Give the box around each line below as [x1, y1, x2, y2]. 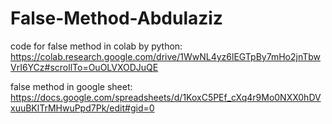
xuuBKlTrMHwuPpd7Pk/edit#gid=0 [10, 102, 155, 114]
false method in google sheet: [10, 80, 133, 92]
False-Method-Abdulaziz [10, 7, 223, 30]
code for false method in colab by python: [10, 40, 183, 52]
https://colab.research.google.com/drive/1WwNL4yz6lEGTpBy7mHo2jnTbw [10, 50, 322, 62]
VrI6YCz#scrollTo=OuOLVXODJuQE [10, 61, 159, 73]
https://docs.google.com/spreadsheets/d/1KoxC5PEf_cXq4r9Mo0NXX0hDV [10, 91, 322, 103]
